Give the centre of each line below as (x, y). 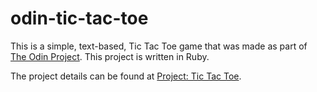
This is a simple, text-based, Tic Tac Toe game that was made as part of (159, 46)
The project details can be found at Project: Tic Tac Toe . (126, 76)
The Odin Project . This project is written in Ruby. (110, 56)
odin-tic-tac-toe (79, 18)
